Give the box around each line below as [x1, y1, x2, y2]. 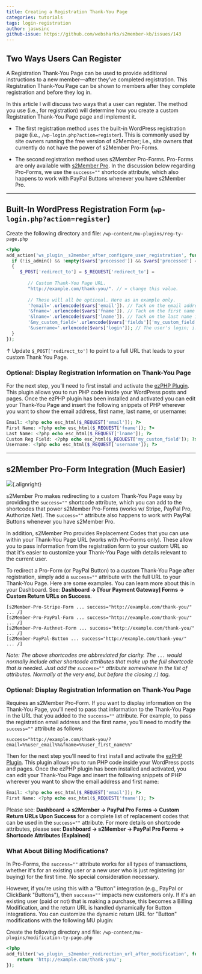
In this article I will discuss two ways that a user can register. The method [6, 100, 188, 107]
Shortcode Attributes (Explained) [6, 832, 91, 839]
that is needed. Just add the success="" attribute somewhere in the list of [6, 665, 188, 672]
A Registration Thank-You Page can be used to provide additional [6, 69, 168, 76]
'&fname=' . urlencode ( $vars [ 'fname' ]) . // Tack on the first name [28, 308, 195, 314]
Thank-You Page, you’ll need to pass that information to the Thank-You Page [6, 706, 195, 713]
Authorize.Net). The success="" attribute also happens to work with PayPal [6, 512, 191, 519]
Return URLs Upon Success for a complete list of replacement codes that [6, 813, 189, 820]
